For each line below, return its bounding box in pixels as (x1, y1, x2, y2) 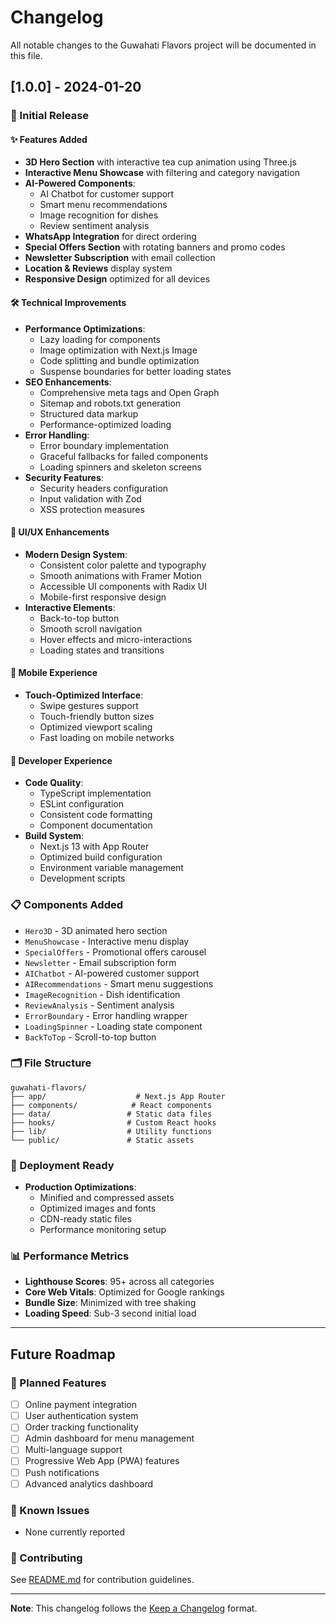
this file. (10, 49, 43, 61)
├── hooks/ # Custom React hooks (10, 1117, 217, 1128)
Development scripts (39, 872, 126, 885)
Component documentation (39, 819, 153, 831)
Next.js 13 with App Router (39, 841, 150, 853)
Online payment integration (24, 1399, 137, 1411)
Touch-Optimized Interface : (24, 689, 144, 701)
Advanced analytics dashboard (24, 1477, 154, 1490)
